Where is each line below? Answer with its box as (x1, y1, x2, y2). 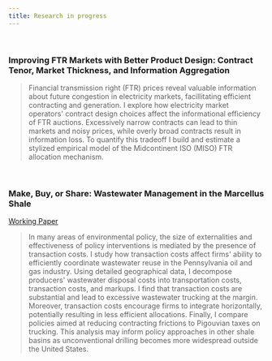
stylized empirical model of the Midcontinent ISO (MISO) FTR (28, 143, 233, 153)
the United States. (28, 344, 89, 354)
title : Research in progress (8, 11, 107, 20)
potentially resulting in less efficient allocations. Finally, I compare (28, 310, 248, 320)
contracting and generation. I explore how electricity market (28, 100, 229, 110)
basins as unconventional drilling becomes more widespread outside (28, 336, 258, 346)
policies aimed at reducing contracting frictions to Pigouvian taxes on (28, 318, 261, 329)
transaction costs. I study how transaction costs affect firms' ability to (28, 249, 262, 260)
